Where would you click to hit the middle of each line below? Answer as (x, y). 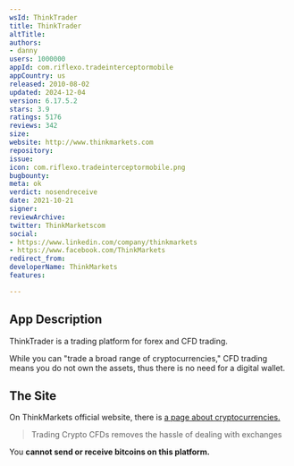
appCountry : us (38, 76)
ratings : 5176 (36, 117)
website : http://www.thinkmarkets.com (81, 142)
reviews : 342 (34, 126)
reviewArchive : (38, 217)
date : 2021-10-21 (42, 201)
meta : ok (25, 184)
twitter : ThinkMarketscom (57, 225)
